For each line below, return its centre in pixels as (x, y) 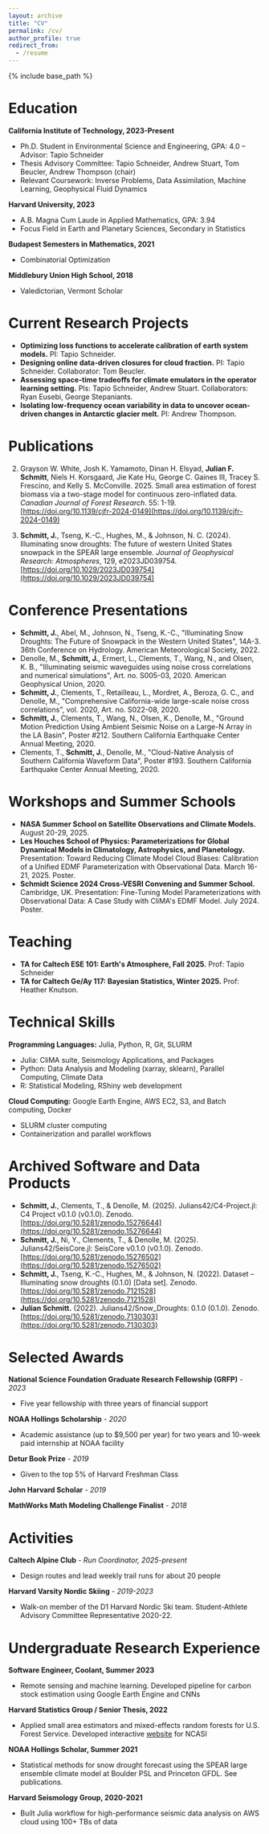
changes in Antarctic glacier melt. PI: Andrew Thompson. (140, 414)
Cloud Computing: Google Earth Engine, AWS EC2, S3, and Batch (117, 1101)
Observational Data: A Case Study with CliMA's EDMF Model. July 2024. (139, 901)
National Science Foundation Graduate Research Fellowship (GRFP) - (126, 1379)
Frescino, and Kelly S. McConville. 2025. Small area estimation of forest (138, 485)
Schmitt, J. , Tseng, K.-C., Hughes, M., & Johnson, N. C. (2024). (125, 535)
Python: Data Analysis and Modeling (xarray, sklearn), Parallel (122, 1068)
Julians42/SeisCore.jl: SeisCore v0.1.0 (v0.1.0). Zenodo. (111, 1248)
